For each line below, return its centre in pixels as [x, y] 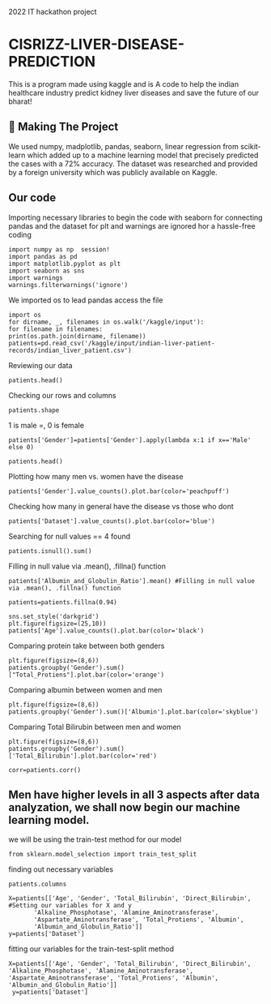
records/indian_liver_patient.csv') [70, 350]
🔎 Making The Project [64, 127]
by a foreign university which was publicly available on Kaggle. [113, 172]
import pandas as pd [43, 256]
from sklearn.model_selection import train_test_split [103, 855]
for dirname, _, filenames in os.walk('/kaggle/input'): [106, 322]
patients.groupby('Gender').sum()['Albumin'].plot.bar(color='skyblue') [133, 712]
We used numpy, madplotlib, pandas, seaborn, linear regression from [123, 146]
